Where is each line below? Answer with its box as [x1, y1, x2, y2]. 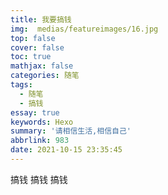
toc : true [10, 52, 52, 62]
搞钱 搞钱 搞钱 [10, 173, 68, 185]
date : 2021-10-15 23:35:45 [10, 145, 123, 155]
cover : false [10, 42, 65, 53]
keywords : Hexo [10, 117, 74, 127]
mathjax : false [10, 61, 74, 71]
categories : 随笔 [10, 71, 80, 81]
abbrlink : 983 [10, 136, 70, 146]
